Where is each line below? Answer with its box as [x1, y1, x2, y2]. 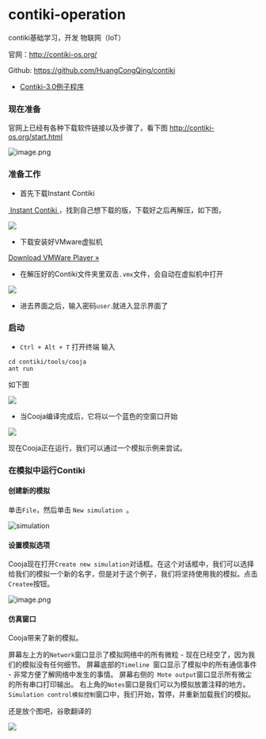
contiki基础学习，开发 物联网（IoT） [8, 33, 125, 42]
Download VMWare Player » [8, 252, 100, 262]
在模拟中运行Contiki [8, 465, 85, 476]
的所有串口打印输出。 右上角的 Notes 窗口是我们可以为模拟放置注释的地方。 [8, 680, 250, 689]
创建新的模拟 [8, 486, 50, 496]
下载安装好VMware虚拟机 [19, 236, 103, 247]
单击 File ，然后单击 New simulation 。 [8, 505, 133, 515]
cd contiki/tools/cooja [8, 358, 87, 366]
